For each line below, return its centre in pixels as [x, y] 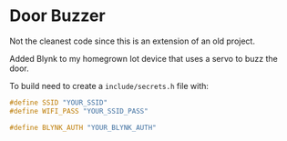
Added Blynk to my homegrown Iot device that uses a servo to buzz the [143, 58]
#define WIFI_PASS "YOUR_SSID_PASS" [79, 111]
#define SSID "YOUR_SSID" [58, 102]
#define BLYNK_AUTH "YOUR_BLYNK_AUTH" [83, 127]
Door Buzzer [58, 16]
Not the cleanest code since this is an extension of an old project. [132, 41]
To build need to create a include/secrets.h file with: [109, 86]
